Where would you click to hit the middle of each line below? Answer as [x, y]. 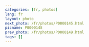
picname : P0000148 [24, 28]
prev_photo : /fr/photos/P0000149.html [44, 32]
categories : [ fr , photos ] [31, 10]
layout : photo [20, 19]
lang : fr [14, 14]
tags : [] [14, 37]
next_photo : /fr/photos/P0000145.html [44, 23]
